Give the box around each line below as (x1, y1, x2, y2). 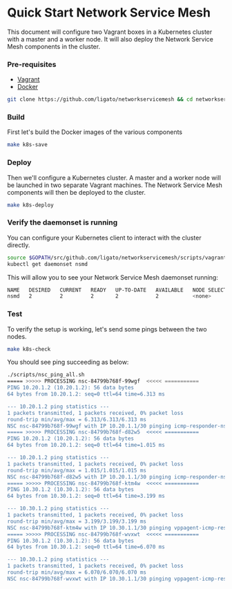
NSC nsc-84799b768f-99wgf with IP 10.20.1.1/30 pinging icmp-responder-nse (7, 423, 230, 429)
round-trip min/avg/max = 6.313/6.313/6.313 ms (7, 416, 147, 423)
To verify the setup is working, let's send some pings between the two (7, 325, 207, 333)
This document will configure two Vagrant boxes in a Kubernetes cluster (7, 28, 213, 36)
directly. (7, 240, 30, 249)
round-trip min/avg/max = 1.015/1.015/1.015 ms (7, 467, 147, 474)
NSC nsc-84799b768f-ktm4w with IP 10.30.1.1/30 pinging (7, 524, 171, 531)
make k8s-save (7, 142, 48, 148)
